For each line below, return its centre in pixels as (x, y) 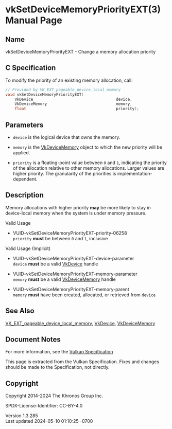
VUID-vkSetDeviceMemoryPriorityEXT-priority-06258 (70, 233)
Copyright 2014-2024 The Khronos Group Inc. (54, 396)
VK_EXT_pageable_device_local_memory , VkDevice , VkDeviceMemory (80, 323)
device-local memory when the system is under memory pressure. (76, 213)
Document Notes (33, 340)
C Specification (31, 68)
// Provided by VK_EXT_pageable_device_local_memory (63, 90)
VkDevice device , (73, 99)
